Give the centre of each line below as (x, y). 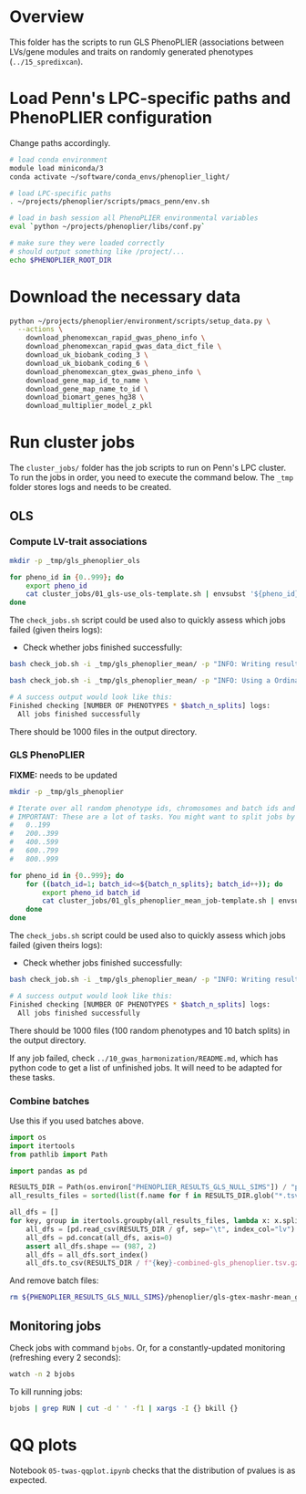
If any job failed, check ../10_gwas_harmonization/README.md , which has (144, 1058)
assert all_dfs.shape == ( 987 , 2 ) (91, 1246)
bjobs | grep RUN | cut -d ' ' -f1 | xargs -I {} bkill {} (124, 1408)
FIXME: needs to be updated (64, 775)
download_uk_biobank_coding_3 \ (87, 355)
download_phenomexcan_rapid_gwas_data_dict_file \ (124, 347)
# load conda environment (58, 160)
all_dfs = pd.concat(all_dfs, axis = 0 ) (99, 1238)
